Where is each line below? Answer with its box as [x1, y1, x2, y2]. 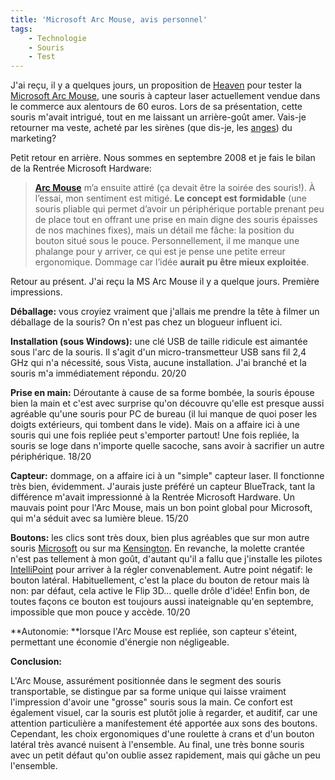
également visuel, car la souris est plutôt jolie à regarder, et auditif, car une [10, 707, 318, 719]
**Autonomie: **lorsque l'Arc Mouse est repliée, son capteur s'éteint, [10, 626, 298, 638]
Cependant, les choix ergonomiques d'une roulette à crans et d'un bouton [10, 728, 315, 740]
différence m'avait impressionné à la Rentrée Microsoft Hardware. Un [10, 491, 296, 503]
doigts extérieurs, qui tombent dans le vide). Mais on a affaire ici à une [10, 419, 300, 431]
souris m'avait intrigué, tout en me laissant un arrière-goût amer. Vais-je [10, 111, 307, 123]
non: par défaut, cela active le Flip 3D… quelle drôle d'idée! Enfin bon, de [10, 585, 310, 597]
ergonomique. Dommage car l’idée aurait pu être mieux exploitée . [34, 256, 310, 268]
